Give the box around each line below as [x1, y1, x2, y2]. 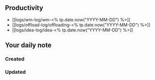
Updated [5, 69, 26, 76]
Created [5, 56, 25, 63]
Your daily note [5, 41, 52, 49]
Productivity [5, 4, 44, 12]
